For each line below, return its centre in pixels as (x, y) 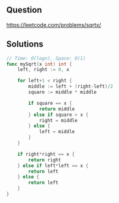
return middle (57, 109)
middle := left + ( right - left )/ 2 (71, 86)
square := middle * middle (63, 92)
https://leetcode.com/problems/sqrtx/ (54, 25)
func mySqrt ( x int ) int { (39, 64)
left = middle (57, 132)
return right (45, 160)
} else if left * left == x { (53, 166)
